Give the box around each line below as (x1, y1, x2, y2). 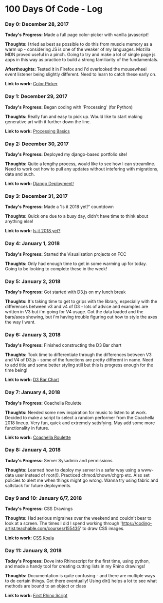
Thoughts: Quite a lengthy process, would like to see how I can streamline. (5, 161, 156, 167)
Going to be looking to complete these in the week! (5, 265, 107, 271)
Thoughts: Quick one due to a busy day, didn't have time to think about (5, 213, 148, 219)
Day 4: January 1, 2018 (5, 240, 60, 247)
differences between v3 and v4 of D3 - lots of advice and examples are (5, 303, 148, 309)
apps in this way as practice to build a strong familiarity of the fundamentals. (5, 57, 159, 63)
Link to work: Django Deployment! (5, 181, 74, 187)
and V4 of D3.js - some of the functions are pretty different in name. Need (5, 357, 154, 363)
